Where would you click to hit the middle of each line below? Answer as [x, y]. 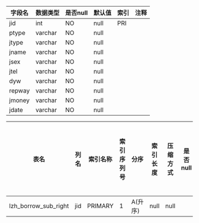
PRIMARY [100, 206]
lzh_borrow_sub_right [39, 206]
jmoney [19, 100]
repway [20, 90]
